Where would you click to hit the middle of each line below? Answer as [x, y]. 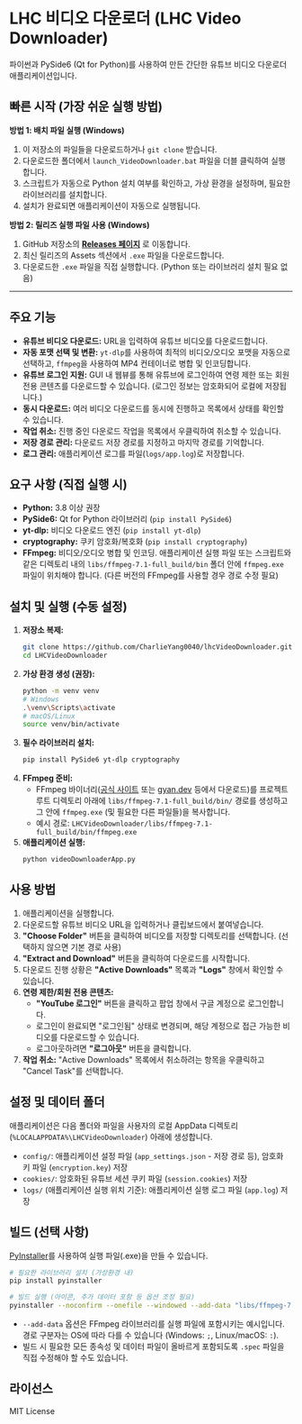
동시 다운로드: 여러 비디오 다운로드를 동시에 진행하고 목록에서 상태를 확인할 [153, 408]
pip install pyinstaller [56, 1281]
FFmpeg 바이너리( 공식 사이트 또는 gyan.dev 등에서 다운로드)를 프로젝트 [162, 790]
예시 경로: [53, 823]
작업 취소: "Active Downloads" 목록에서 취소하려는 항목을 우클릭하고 [143, 1059]
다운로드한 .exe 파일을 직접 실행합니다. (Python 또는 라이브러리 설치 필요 [150, 266]
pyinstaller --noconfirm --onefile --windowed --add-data [120, 1306]
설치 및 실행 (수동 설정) [68, 606]
